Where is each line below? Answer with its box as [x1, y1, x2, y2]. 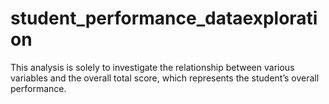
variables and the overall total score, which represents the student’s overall [10, 72, 320, 84]
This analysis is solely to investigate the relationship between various [10, 61, 295, 73]
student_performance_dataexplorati [10, 7, 318, 30]
